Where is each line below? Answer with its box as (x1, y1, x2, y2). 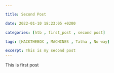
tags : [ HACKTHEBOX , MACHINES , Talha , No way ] (5, 39, 110, 44)
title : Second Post (5, 12, 47, 17)
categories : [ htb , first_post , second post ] (5, 30, 105, 35)
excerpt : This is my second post (5, 48, 76, 53)
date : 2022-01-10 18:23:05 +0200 (5, 21, 76, 26)
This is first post (5, 62, 39, 68)
